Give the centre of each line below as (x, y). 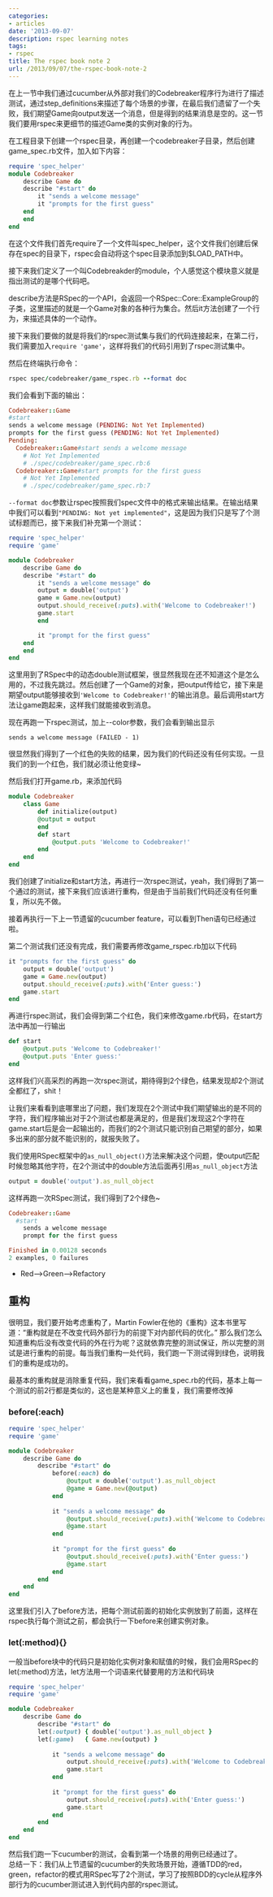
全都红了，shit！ (36, 1090)
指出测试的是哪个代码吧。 (51, 280)
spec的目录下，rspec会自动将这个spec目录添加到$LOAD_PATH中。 (135, 253)
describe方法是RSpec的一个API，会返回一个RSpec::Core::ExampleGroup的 (134, 298)
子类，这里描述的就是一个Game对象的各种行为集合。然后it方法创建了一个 (131, 308)
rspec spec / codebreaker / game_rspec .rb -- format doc (97, 379)
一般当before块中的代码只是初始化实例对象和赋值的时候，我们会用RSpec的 (133, 1661)
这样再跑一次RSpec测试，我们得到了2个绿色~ (84, 1198)
